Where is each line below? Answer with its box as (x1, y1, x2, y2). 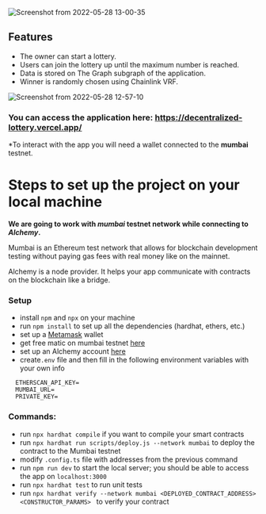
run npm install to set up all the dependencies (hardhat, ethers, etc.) (19, 321, 245, 331)
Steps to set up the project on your (8, 176, 240, 194)
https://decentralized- (154, 112, 243, 123)
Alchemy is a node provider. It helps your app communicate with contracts (8, 267, 251, 277)
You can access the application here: (8, 112, 154, 123)
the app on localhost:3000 (19, 471, 107, 481)
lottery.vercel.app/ (8, 121, 82, 132)
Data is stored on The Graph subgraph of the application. (19, 68, 206, 78)
